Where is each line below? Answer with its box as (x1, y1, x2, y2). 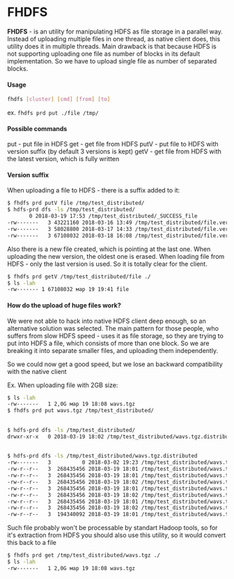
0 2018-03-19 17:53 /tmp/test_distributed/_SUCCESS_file (29, 213, 198, 220)
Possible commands (7, 124, 68, 133)
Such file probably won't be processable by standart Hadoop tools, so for (7, 524, 218, 532)
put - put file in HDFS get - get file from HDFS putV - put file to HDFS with (7, 140, 219, 149)
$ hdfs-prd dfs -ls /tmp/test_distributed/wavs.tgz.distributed (7, 453, 198, 460)
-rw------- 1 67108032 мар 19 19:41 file (7, 286, 130, 293)
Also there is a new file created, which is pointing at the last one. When (7, 245, 211, 253)
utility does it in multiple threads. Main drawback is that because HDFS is (7, 42, 217, 50)
